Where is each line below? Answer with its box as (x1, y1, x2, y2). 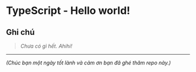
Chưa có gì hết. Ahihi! (20, 42, 73, 49)
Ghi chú (6, 27, 35, 37)
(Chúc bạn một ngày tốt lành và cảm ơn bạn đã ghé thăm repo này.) (6, 59, 171, 66)
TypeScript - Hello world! (6, 4, 131, 17)
